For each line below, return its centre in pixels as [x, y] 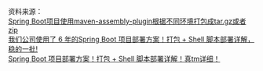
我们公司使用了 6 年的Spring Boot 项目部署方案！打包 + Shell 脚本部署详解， [131, 39]
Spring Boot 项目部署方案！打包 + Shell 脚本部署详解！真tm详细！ [114, 59]
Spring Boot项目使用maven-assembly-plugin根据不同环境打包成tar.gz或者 [127, 21]
